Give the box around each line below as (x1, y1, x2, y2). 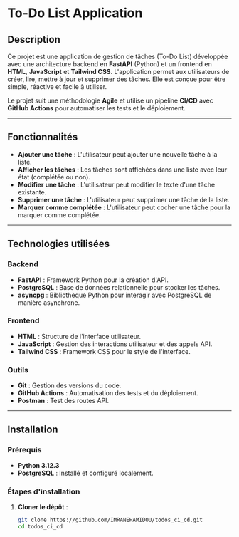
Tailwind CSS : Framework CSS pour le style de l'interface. (17, 347, 191, 355)
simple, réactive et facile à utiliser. (7, 83, 107, 90)
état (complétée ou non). (17, 172, 91, 181)
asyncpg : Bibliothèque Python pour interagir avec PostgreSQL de (17, 291, 212, 299)
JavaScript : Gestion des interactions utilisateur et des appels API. (17, 340, 213, 348)
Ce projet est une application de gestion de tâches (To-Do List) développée (7, 52, 228, 61)
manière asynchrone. (17, 298, 80, 307)
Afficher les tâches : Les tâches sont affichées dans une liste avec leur (17, 165, 228, 174)
